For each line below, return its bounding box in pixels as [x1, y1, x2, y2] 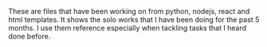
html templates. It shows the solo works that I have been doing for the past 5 [8, 15, 260, 24]
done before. [8, 31, 51, 41]
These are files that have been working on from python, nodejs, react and [8, 7, 250, 16]
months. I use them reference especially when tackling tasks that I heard [8, 23, 247, 32]
